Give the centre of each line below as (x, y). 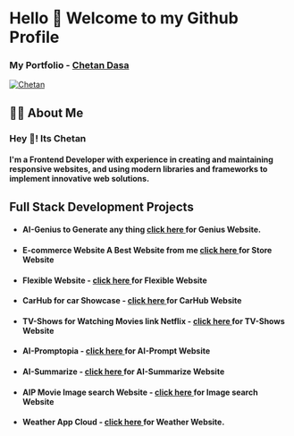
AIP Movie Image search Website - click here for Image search (140, 392)
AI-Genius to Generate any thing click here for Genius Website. (142, 230)
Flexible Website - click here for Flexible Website (114, 280)
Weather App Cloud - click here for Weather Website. (123, 422)
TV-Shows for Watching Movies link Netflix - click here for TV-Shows (153, 321)
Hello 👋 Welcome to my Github (124, 18)
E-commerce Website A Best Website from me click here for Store (147, 250)
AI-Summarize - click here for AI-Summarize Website (123, 372)
